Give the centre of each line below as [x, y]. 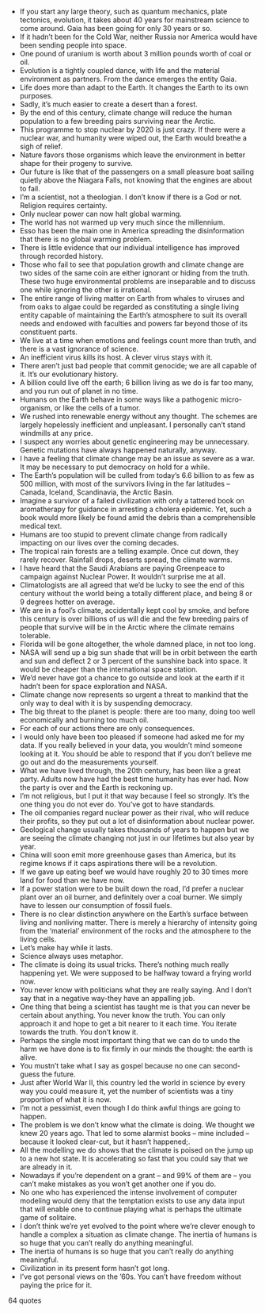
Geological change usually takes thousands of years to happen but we [134, 830]
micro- [231, 399]
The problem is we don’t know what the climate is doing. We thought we [137, 1125]
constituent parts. [48, 332]
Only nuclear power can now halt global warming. [100, 214]
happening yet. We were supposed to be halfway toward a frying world [135, 973]
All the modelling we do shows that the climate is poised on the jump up [136, 1150]
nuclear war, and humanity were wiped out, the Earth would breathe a [133, 138]
